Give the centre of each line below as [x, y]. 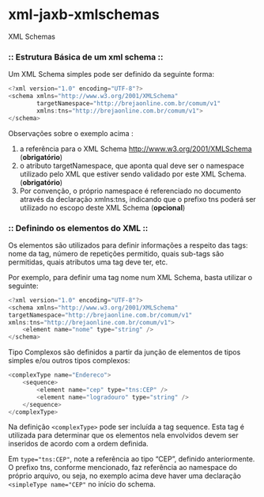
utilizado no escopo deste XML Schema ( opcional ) [102, 207]
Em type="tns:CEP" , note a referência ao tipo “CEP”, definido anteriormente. [132, 459]
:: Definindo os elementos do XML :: [78, 228]
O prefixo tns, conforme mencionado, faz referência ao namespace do [123, 468]
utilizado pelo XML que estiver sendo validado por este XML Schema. [133, 174]
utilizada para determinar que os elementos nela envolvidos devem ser [123, 435]
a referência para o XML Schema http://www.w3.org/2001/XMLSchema [136, 149]
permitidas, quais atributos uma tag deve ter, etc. [88, 262]
